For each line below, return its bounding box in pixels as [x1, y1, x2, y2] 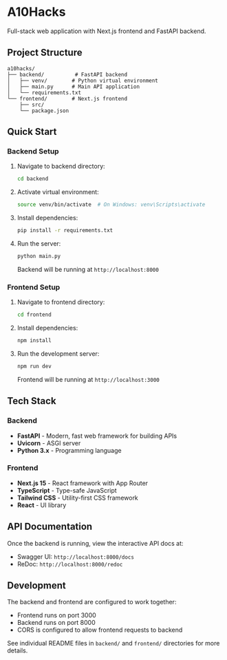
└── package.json [19, 107, 69, 114]
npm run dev [17, 363, 52, 370]
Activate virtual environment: [17, 188, 99, 196]
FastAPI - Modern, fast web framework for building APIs [17, 432, 177, 440]
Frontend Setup [7, 282, 61, 292]
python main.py [17, 253, 61, 260]
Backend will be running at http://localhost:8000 [17, 265, 160, 273]
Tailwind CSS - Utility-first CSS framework [17, 493, 139, 502]
